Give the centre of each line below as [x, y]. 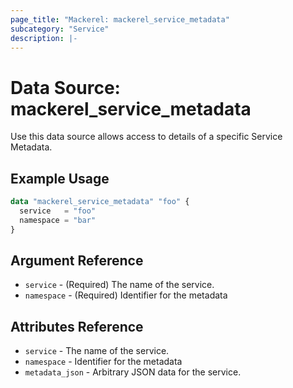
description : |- [44, 38]
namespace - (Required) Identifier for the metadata [126, 295]
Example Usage [60, 178]
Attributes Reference [77, 326]
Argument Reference [77, 261]
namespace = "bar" [58, 220]
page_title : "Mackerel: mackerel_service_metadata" [120, 19]
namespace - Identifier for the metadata [103, 362]
